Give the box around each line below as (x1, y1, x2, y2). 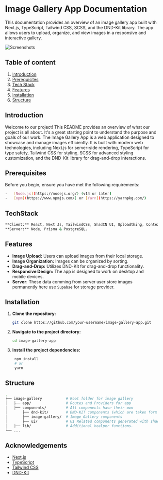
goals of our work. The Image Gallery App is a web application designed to (5, 134, 154, 140)
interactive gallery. (5, 35, 42, 41)
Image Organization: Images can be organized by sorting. (12, 258, 129, 264)
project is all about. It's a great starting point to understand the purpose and (5, 129, 157, 135)
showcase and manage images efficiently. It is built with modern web (5, 139, 143, 145)
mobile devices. (12, 273, 44, 280)
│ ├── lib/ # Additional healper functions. (5, 423, 133, 428)
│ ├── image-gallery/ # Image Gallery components (5, 414, 123, 419)
